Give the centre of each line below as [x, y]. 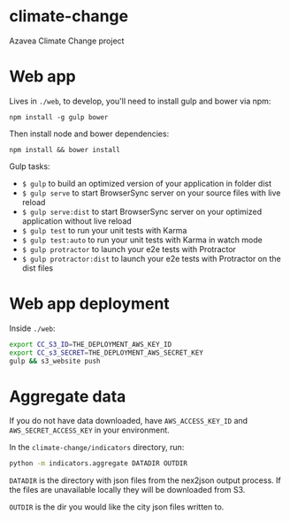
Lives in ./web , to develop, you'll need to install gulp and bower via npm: [140, 101]
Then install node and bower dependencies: [89, 134]
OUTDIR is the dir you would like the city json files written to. [117, 507]
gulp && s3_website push [55, 361]
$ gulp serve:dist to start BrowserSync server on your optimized [142, 211]
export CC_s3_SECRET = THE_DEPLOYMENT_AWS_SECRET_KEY [106, 352]
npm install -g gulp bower [59, 117]
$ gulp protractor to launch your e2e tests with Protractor [129, 249]
